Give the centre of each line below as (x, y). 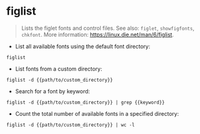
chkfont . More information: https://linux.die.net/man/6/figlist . (97, 34)
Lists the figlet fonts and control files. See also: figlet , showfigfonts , (108, 28)
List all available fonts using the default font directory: (83, 46)
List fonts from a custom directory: (59, 69)
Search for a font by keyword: (52, 91)
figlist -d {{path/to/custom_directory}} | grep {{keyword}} (86, 102)
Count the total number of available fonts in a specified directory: (97, 113)
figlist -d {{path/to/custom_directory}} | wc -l (71, 125)
